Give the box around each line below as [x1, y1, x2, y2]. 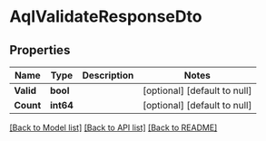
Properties [9, 42, 71, 58]
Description [82, 70, 134, 81]
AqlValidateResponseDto [9, 6, 202, 27]
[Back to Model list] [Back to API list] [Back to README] [9, 122, 218, 133]
